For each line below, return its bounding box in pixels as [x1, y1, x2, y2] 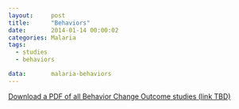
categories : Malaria [8, 33, 77, 42]
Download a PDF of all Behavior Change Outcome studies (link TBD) [8, 92, 231, 101]
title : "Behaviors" [8, 19, 91, 27]
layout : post [8, 11, 66, 20]
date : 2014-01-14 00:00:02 [8, 26, 119, 34]
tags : [8, 41, 26, 49]
